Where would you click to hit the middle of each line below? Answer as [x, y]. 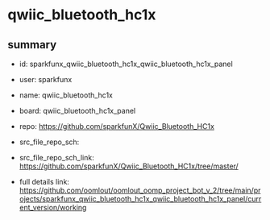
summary [32, 45]
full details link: [44, 182]
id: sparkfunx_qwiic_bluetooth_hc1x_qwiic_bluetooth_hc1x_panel [126, 64]
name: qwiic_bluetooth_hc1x [66, 95]
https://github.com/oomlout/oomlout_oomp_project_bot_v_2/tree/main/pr [140, 190]
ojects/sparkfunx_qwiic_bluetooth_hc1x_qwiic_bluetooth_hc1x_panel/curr [140, 199]
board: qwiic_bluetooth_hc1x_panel [77, 111]
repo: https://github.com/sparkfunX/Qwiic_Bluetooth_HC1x [117, 126]
